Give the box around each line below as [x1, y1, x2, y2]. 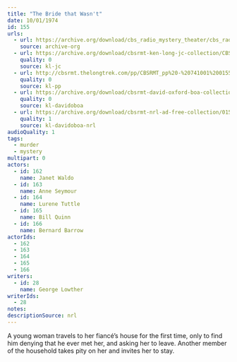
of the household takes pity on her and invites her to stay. [7, 346, 175, 355]
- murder [13, 142, 39, 149]
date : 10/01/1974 [7, 17, 59, 24]
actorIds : [7, 234, 37, 241]
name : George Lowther [20, 286, 83, 293]
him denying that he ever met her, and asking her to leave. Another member [7, 339, 227, 347]
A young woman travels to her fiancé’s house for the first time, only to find [7, 331, 223, 339]
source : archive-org [20, 43, 80, 50]
